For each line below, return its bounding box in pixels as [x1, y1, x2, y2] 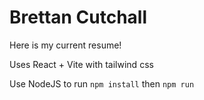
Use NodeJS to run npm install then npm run [9, 77, 195, 90]
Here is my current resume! [9, 39, 122, 51]
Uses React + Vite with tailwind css [9, 58, 154, 70]
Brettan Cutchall [9, 6, 148, 29]
